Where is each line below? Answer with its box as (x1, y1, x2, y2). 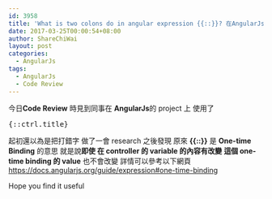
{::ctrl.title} (8, 119, 69, 128)
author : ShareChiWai (8, 34, 79, 43)
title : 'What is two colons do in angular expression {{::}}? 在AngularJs (8, 19, 265, 28)
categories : (8, 50, 49, 58)
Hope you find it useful (8, 180, 85, 191)
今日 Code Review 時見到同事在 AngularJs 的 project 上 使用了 (8, 103, 215, 113)
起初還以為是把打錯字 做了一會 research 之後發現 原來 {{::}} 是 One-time (8, 136, 252, 145)
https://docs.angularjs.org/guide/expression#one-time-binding (8, 165, 219, 175)
